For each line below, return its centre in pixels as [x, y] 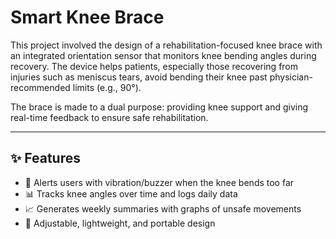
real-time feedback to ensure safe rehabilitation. [109, 117]
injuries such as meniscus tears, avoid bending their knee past [139, 77]
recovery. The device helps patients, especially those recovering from [154, 66]
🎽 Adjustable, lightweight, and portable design [120, 223]
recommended [40, 87]
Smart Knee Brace [87, 17]
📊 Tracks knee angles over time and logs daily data [131, 193]
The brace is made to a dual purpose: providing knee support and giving [159, 107]
